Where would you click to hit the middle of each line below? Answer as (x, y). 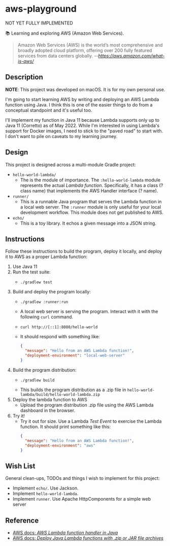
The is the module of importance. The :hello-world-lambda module (90, 180)
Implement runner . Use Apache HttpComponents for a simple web (82, 499)
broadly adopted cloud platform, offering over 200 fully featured (85, 50)
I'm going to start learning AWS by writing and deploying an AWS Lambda (82, 99)
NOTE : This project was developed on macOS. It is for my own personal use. (85, 89)
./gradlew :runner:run (44, 302)
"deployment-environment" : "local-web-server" (75, 356)
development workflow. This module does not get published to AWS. (92, 212)
